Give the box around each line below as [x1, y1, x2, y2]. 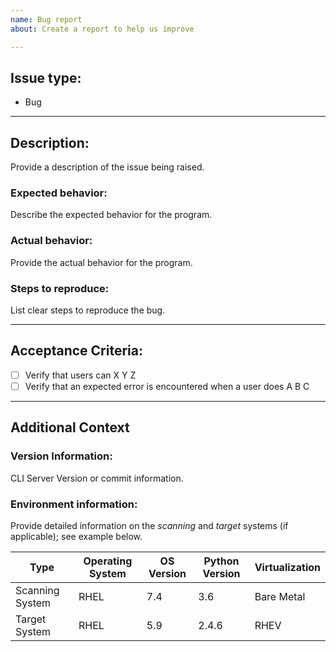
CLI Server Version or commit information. [10, 472, 184, 484]
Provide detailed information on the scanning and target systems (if [10, 519, 289, 531]
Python [203, 554, 240, 568]
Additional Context [10, 419, 130, 436]
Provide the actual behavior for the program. [10, 256, 193, 268]
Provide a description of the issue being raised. [10, 161, 205, 173]
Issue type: [10, 69, 82, 86]
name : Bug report [10, 14, 83, 25]
